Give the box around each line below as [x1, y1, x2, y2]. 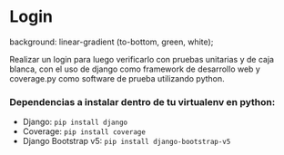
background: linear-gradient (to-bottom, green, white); [9, 36, 214, 47]
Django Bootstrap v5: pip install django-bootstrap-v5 [22, 136, 231, 147]
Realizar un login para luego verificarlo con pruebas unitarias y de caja [9, 53, 275, 64]
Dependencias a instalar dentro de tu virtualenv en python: [9, 95, 276, 108]
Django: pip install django [22, 116, 128, 128]
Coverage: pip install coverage [22, 126, 146, 137]
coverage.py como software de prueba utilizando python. [9, 73, 225, 83]
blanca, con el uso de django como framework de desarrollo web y [9, 63, 261, 74]
